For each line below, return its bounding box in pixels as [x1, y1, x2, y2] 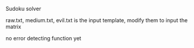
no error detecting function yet [5, 35, 81, 41]
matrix [5, 23, 22, 30]
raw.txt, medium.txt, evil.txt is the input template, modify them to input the [5, 17, 188, 23]
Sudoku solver [5, 5, 41, 12]
